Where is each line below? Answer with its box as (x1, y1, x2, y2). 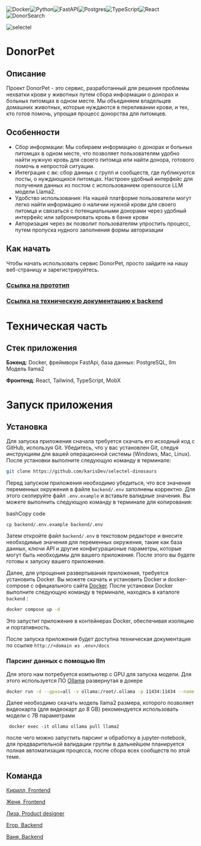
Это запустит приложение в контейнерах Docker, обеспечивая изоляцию (6, 617, 194, 624)
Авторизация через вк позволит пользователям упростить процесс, (14, 220, 191, 227)
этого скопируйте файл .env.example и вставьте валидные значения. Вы (6, 492, 191, 500)
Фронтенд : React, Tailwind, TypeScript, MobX (6, 377, 121, 384)
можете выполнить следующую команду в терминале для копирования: (6, 498, 193, 506)
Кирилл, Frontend (6, 787, 51, 794)
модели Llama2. (14, 188, 56, 195)
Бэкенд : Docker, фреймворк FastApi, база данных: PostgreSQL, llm (6, 359, 176, 366)
